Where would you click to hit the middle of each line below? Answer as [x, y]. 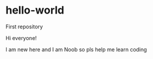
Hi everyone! [21, 38]
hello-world [35, 10]
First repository [24, 27]
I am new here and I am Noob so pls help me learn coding [76, 49]
